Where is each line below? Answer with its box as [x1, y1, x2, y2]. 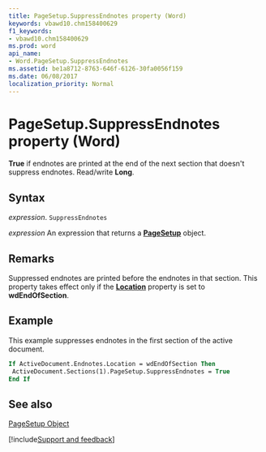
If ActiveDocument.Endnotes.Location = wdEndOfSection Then [8, 359, 217, 368]
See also [8, 397, 53, 411]
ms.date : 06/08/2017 [8, 72, 79, 80]
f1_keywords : [8, 27, 53, 35]
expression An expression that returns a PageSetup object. [8, 228, 207, 238]
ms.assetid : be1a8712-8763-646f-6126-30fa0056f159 [8, 65, 183, 73]
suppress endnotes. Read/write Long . [8, 167, 135, 177]
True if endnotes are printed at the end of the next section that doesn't [8, 159, 245, 169]
